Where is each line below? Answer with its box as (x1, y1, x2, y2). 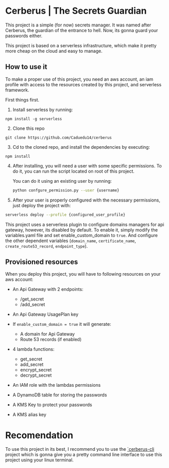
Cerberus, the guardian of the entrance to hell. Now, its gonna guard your (5, 27, 158, 33)
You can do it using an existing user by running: (12, 178, 112, 184)
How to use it (5, 62, 48, 71)
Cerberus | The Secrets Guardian (5, 5, 147, 17)
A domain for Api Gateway (20, 331, 75, 337)
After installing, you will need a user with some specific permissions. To (12, 162, 162, 169)
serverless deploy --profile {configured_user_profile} (5, 212, 125, 217)
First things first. (5, 96, 39, 103)
